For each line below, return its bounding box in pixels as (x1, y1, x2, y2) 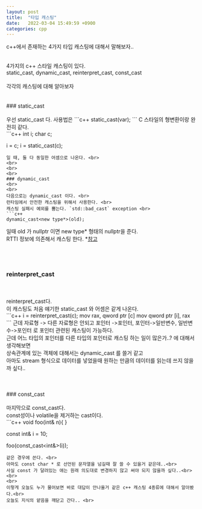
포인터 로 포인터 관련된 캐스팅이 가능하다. (17, 326, 114, 334)
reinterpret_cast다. (6, 297, 52, 305)
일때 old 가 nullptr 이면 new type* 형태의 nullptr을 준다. (6, 228, 139, 235)
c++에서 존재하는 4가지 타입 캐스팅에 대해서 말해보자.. (6, 43, 134, 50)
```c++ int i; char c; (6, 131, 52, 138)
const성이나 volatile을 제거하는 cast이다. (6, 412, 104, 419)
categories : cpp (6, 25, 47, 32)
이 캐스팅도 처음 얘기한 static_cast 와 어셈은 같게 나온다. (6, 305, 139, 312)
